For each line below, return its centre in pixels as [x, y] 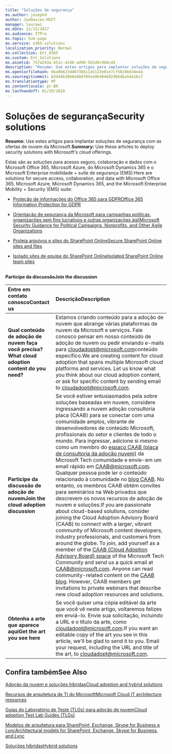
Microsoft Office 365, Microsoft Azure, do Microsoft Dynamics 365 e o [80, 167]
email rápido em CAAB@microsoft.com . [103, 466]
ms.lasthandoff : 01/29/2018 [35, 91]
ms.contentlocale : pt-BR [32, 86]
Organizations [27, 231]
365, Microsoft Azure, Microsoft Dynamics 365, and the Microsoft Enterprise [86, 184]
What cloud [22, 356]
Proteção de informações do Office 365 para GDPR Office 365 [78, 199]
